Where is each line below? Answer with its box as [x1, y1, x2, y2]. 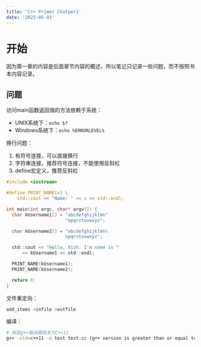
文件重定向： [6, 294, 38, 302]
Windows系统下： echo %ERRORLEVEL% [14, 127, 105, 134]
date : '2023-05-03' [6, 14, 55, 20]
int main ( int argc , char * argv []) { [6, 206, 98, 212]
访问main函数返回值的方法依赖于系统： [6, 106, 102, 114]
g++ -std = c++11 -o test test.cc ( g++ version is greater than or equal [6, 336, 188, 342]
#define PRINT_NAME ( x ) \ [6, 190, 68, 196]
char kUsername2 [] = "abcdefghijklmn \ [11, 228, 109, 234]
